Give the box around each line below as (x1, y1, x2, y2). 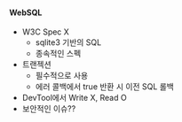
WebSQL (9, 7, 43, 18)
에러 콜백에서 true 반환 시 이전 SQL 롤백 (35, 81, 175, 92)
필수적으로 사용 (35, 71, 89, 81)
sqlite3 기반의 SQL (35, 37, 102, 48)
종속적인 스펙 (35, 49, 82, 59)
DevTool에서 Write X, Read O (21, 93, 127, 103)
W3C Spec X (21, 27, 69, 37)
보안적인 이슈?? (21, 103, 76, 114)
